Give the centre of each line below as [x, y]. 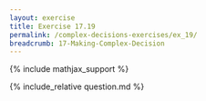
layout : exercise [42, 18]
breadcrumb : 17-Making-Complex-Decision [88, 43]
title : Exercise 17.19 [52, 26]
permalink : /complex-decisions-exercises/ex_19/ [103, 35]
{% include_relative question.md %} [77, 86]
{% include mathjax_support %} [69, 69]
